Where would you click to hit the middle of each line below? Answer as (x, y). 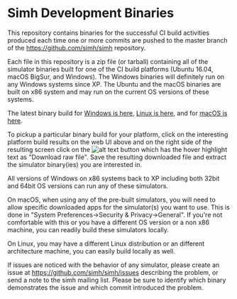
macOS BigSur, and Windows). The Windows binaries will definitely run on (116, 77)
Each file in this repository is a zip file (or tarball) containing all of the (108, 61)
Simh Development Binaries (91, 13)
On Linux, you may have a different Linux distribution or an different (106, 244)
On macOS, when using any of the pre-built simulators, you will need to (112, 200)
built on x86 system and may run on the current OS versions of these (108, 92)
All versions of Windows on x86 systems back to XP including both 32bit (114, 178)
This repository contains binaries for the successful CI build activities (109, 33)
